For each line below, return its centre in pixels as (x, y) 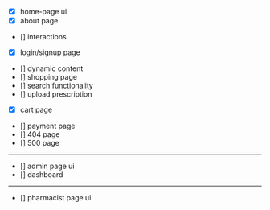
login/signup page (50, 52)
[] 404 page (40, 134)
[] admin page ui (47, 166)
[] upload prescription (56, 94)
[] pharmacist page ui (55, 198)
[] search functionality (57, 86)
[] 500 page (40, 143)
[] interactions (43, 37)
